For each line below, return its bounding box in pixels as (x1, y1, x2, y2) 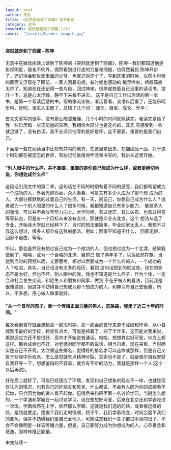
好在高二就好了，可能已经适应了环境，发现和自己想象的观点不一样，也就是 (5, 377, 161, 384)
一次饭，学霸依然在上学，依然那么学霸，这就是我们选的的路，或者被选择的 (5, 402, 161, 409)
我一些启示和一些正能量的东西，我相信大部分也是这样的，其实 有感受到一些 (5, 122, 163, 128)
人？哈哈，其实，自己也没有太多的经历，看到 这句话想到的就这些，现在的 (5, 264, 158, 271)
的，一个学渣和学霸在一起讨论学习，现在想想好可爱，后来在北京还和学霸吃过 (5, 396, 166, 402)
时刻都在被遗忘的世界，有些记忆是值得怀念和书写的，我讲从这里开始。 (9, 152, 157, 159)
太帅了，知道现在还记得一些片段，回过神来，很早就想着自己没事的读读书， (5, 85, 161, 92)
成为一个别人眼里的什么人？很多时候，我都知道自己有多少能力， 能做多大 (9, 202, 163, 209)
